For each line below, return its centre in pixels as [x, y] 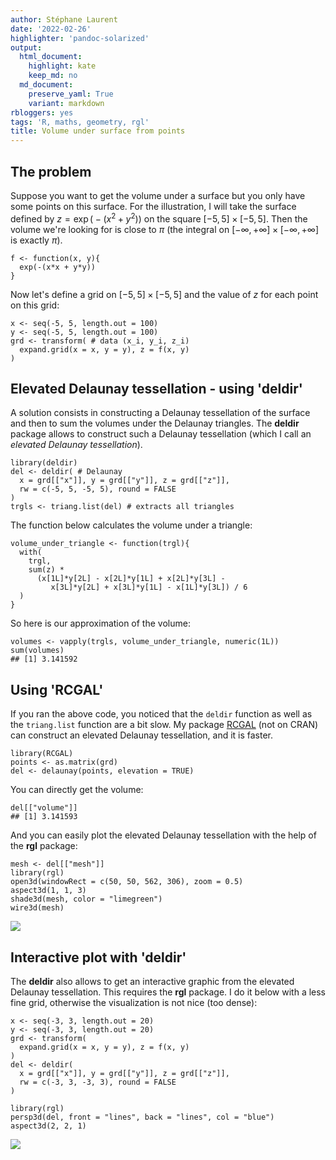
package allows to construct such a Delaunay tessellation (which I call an [161, 434]
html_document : [51, 57]
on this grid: [35, 305]
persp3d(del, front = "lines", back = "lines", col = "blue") [142, 1117]
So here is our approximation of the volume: [100, 623]
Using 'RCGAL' [57, 689]
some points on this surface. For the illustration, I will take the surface [153, 206]
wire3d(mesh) [37, 908]
